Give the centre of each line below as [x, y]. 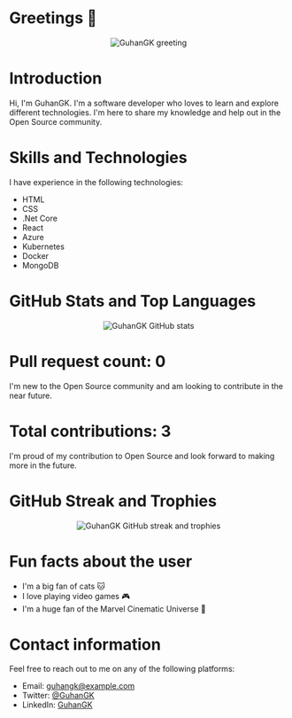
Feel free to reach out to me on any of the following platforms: [122, 669]
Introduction [56, 78]
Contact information [85, 644]
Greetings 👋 [53, 18]
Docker [35, 255]
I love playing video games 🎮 [76, 596]
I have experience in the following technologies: [96, 182]
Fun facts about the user [101, 561]
